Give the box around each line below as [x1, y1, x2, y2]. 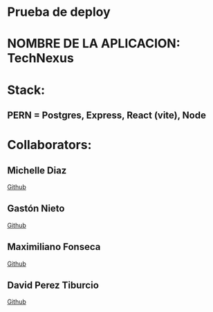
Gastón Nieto [7, 203, 65, 215]
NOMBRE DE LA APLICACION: [7, 36, 181, 52]
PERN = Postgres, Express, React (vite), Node [7, 109, 206, 121]
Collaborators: [7, 137, 92, 153]
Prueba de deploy [7, 4, 111, 20]
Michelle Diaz [7, 164, 67, 176]
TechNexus [7, 50, 74, 66]
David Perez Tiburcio [7, 279, 99, 291]
